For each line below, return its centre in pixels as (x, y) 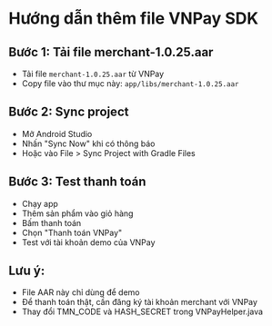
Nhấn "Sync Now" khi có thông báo (88, 143)
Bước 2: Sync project (69, 112)
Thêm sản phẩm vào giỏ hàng (77, 213)
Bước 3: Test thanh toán (77, 182)
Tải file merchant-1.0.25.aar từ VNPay (93, 74)
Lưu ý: (27, 271)
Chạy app (40, 203)
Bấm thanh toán (51, 222)
